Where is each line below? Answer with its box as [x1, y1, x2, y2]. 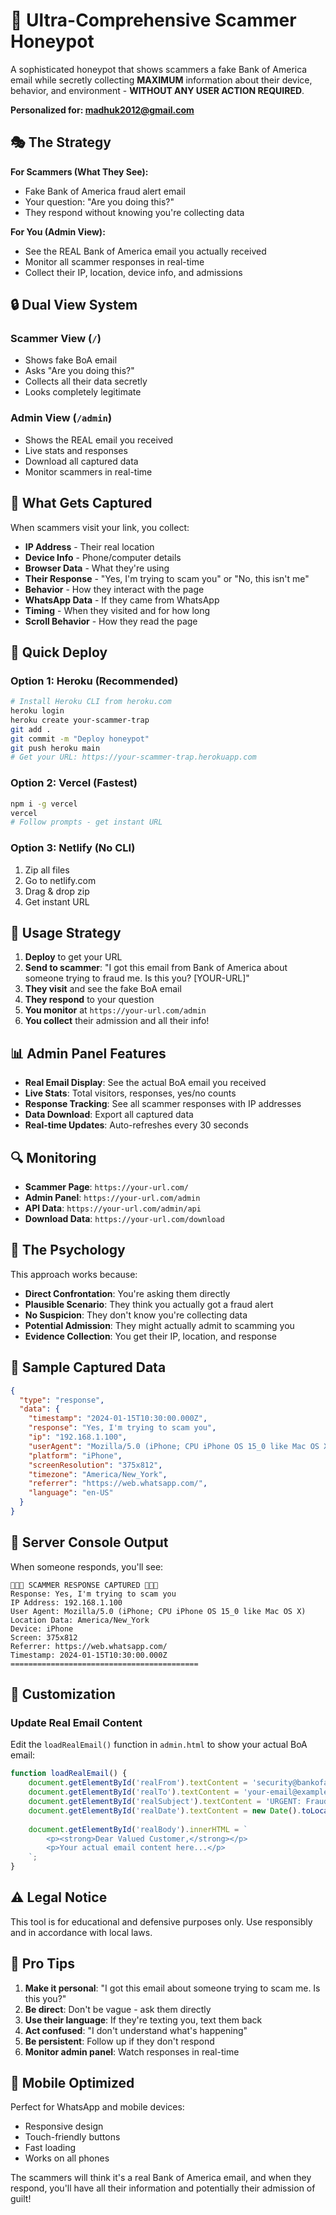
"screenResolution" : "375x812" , [28, 1460, 163, 1470]
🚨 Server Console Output [10, 1534, 169, 1551]
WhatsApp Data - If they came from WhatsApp [24, 594, 220, 606]
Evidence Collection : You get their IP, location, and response [24, 1330, 278, 1342]
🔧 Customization [10, 1686, 116, 1703]
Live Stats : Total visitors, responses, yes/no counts [24, 1087, 237, 1099]
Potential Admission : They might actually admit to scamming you [24, 1319, 295, 1331]
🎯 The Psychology [10, 1242, 126, 1259]
